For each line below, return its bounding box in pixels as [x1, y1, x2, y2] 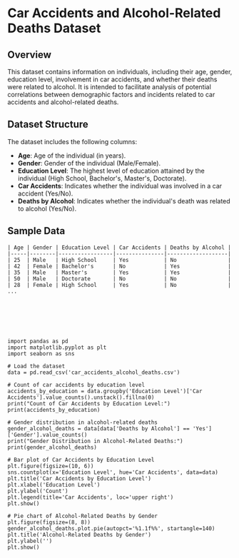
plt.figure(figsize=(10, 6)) [7, 462, 94, 470]
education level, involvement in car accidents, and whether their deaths [7, 75, 218, 83]
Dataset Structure [7, 118, 89, 131]
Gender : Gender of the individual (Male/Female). [17, 158, 161, 167]
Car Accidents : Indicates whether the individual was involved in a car [17, 181, 223, 190]
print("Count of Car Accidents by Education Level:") [7, 400, 171, 407]
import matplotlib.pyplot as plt [7, 344, 107, 351]
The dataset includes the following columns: [7, 137, 138, 146]
